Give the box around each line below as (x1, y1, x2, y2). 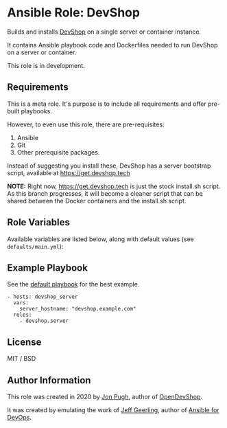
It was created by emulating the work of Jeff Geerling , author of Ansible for (7, 406, 219, 414)
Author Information (7, 374, 91, 386)
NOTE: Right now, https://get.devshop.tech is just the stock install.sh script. (7, 182, 221, 190)
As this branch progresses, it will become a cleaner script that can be (7, 189, 204, 197)
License (7, 336, 42, 348)
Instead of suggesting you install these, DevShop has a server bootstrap (7, 161, 211, 170)
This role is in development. (7, 61, 86, 69)
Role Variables (7, 216, 70, 228)
